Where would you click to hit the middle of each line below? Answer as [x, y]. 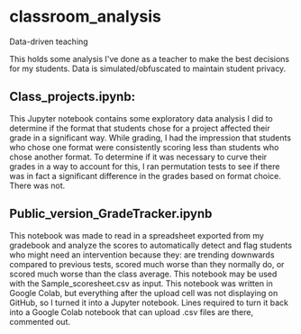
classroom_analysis [86, 17]
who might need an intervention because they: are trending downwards [142, 255]
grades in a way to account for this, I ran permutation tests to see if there [145, 166]
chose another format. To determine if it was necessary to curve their [138, 157]
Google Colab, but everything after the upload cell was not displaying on [144, 293]
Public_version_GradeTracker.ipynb [111, 214]
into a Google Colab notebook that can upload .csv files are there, [132, 311]
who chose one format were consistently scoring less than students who [144, 147]
